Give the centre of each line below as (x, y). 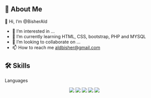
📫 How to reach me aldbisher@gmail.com (56, 47)
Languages (16, 80)
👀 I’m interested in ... (33, 31)
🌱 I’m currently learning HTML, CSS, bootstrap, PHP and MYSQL (79, 36)
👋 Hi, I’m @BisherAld (26, 21)
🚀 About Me (23, 9)
